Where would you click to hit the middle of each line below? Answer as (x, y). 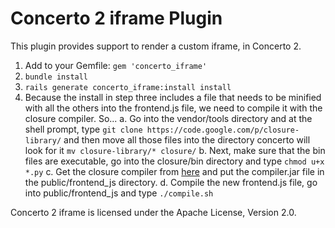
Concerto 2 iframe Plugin (116, 18)
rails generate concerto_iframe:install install (128, 87)
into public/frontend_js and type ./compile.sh (119, 193)
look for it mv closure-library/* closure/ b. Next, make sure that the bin (175, 150)
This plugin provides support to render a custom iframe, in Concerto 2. (156, 46)
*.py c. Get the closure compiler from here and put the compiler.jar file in (174, 171)
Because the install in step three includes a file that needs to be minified (173, 97)
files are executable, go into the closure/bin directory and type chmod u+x (174, 161)
